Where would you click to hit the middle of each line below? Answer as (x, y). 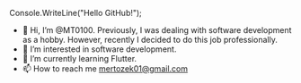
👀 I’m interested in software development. (99, 49)
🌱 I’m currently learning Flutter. (80, 58)
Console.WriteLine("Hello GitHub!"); (75, 13)
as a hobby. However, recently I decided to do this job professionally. (150, 40)
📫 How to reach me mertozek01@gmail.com (105, 69)
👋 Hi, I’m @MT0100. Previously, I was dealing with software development (157, 30)
